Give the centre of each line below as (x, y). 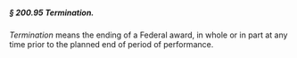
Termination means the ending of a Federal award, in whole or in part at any (148, 35)
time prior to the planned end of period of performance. (111, 44)
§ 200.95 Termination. (52, 12)
